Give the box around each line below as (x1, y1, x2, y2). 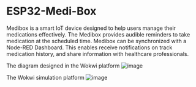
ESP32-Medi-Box (6, 4, 97, 18)
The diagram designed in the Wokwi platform (6, 62, 120, 69)
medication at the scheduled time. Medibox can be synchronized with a (6, 37, 187, 44)
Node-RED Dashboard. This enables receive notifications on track (6, 44, 173, 51)
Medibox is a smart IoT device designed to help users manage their (6, 24, 176, 32)
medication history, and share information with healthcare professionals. (6, 50, 189, 57)
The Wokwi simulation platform (6, 74, 85, 81)
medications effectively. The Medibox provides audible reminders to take (6, 30, 190, 38)
